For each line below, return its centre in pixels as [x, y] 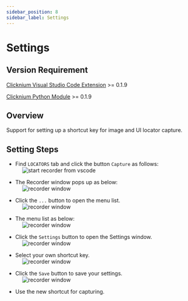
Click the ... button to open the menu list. [68, 201]
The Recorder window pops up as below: [66, 182]
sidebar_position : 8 [32, 12]
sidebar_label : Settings [38, 18]
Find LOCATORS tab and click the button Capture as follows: [87, 164]
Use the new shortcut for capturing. [60, 292]
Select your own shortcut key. [52, 255]
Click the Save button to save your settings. [69, 274]
